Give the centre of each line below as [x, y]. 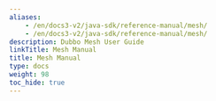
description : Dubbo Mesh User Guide [77, 42]
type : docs [29, 67]
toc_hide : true [37, 83]
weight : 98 [29, 75]
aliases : [25, 17]
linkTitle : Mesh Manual [53, 50]
